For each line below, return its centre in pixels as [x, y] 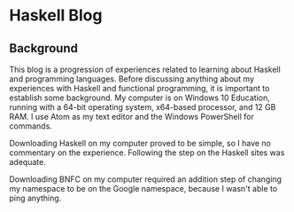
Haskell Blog [56, 16]
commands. [31, 126]
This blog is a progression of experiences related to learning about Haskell [145, 69]
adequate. [27, 162]
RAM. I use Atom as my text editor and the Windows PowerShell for [132, 117]
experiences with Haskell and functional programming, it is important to [139, 88]
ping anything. [35, 198]
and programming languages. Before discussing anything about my [132, 79]
